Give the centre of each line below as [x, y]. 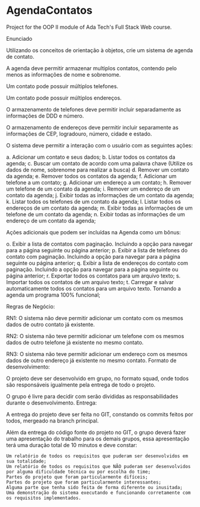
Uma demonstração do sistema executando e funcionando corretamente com [99, 493]
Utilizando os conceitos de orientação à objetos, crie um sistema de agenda [99, 50]
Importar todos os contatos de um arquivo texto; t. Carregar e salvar [90, 282]
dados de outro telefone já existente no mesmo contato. [75, 342]
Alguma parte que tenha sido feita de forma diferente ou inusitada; [95, 487]
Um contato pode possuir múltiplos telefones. [62, 86]
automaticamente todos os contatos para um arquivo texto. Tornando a [93, 288]
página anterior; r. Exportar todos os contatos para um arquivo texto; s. [93, 276]
